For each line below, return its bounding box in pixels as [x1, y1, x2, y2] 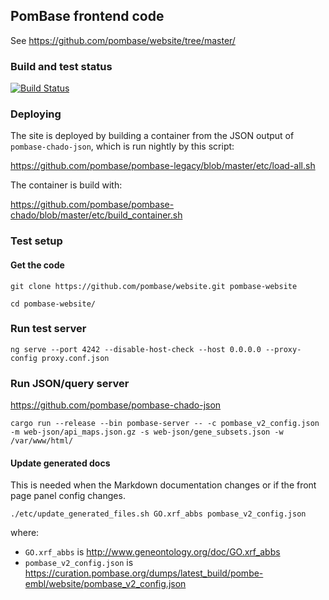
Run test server [10, 322, 87, 336]
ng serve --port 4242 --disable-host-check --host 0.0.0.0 [10, 344, 262, 354]
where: [10, 527, 40, 539]
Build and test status [10, 59, 113, 73]
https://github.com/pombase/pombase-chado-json [10, 399, 222, 411]
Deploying [10, 107, 62, 121]
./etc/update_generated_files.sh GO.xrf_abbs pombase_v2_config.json [10, 509, 307, 519]
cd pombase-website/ [10, 299, 97, 309]
